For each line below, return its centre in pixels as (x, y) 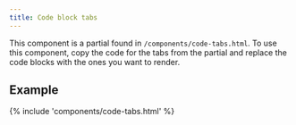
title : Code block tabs (54, 17)
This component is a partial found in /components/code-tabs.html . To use (143, 43)
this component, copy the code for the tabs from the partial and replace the (148, 52)
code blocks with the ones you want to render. (95, 62)
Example (34, 90)
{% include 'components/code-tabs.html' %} (92, 112)
